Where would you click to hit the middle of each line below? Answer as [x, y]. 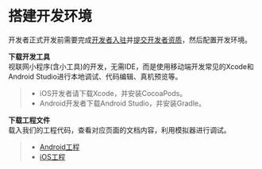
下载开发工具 [29, 56]
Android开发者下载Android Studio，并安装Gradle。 [123, 103]
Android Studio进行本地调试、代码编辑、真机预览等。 [95, 76]
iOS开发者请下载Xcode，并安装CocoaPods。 [113, 93]
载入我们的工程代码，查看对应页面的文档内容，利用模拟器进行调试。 [119, 130]
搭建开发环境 [50, 16]
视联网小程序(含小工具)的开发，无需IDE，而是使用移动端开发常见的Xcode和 [131, 66]
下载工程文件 [29, 120]
